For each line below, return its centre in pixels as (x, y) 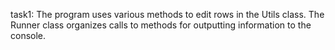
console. (28, 35)
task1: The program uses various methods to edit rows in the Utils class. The (167, 14)
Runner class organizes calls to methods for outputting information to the (161, 25)
